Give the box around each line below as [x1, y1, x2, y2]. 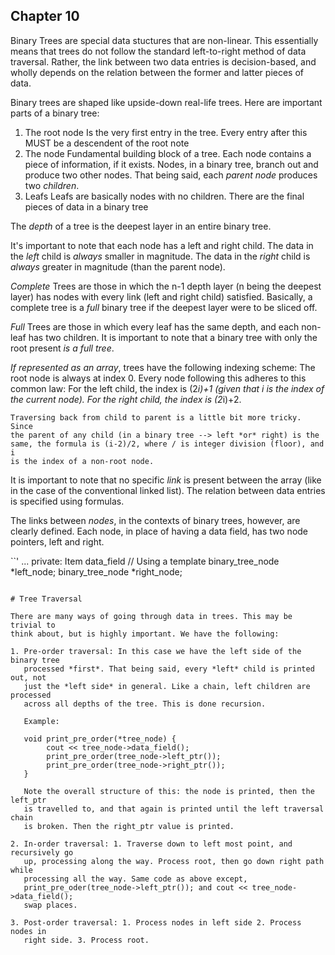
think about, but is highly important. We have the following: [10, 629, 280, 639]
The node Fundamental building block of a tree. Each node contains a [24, 147, 312, 159]
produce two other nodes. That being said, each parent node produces [24, 169, 318, 181]
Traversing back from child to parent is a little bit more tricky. [10, 412, 302, 423]
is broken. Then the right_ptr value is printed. [23, 821, 235, 831]
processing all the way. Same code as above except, [23, 874, 248, 884]
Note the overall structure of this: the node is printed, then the [23, 786, 315, 796]
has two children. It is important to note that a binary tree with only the [28, 331, 318, 343]
